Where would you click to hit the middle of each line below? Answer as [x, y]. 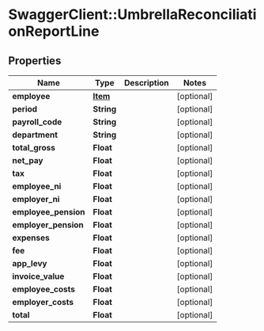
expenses [31, 238]
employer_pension [48, 225]
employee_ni [37, 186]
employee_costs [43, 289]
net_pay [28, 160]
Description [147, 83]
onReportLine [54, 31]
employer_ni [36, 199]
